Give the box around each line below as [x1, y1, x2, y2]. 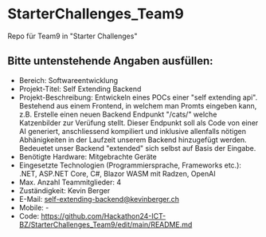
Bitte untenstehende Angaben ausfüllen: [7, 54, 213, 68]
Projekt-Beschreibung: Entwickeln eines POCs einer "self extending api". [18, 93, 258, 102]
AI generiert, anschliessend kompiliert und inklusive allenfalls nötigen [18, 126, 246, 136]
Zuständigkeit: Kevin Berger [18, 185, 111, 196]
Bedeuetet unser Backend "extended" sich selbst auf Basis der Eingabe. [18, 143, 256, 152]
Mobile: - [18, 203, 49, 212]
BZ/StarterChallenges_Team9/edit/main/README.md [18, 219, 193, 229]
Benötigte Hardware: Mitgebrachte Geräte [18, 152, 157, 161]
